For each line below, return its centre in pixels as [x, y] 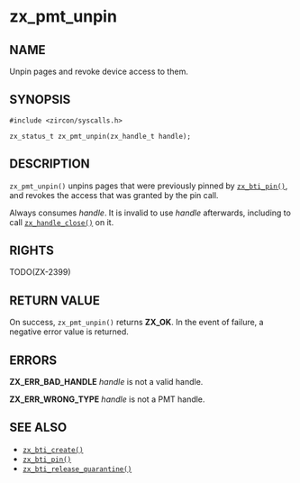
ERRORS [33, 360]
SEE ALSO [38, 428]
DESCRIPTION [50, 164]
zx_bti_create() [53, 450]
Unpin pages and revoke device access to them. [99, 71]
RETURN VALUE [55, 301]
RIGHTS [32, 251]
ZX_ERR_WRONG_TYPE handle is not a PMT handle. [107, 399]
